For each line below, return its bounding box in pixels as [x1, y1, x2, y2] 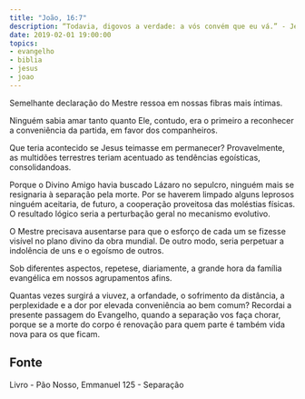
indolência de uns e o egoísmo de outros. [9, 244, 164, 255]
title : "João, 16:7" [9, 13, 88, 23]
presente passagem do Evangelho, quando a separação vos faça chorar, [9, 309, 281, 320]
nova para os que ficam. [9, 328, 101, 339]
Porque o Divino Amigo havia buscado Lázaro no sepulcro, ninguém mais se [9, 179, 295, 190]
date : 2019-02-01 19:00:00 [9, 30, 112, 39]
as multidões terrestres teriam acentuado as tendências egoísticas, [9, 152, 261, 163]
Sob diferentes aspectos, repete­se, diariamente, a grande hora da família [9, 263, 282, 274]
